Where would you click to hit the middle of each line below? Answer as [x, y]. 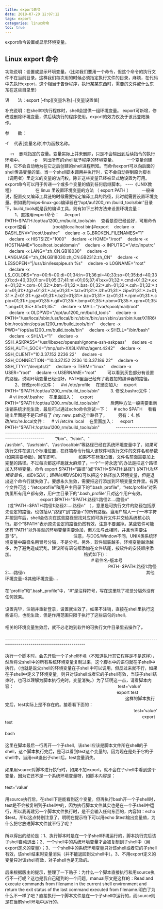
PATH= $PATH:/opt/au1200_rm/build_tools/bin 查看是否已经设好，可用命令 [81, 221]
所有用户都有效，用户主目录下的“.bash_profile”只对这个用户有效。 [79, 493]
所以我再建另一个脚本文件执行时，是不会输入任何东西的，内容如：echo [84, 811]
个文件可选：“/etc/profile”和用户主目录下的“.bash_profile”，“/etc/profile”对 [79, 487]
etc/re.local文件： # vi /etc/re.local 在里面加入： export [72, 421]
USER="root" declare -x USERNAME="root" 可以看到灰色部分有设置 [80, 372]
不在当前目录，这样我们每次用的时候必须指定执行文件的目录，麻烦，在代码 [83, 77]
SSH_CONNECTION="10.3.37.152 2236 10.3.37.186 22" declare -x [72, 360]
